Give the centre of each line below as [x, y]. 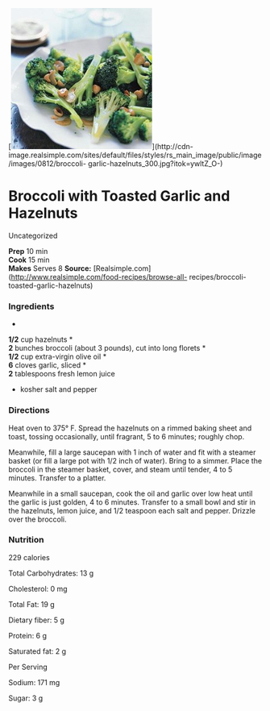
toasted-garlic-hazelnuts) [51, 285]
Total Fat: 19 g [31, 604]
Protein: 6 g [27, 635]
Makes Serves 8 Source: [50, 268]
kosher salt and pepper [58, 389]
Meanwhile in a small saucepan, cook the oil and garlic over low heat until [131, 493]
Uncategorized [33, 235]
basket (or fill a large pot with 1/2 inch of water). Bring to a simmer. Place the [135, 460]
